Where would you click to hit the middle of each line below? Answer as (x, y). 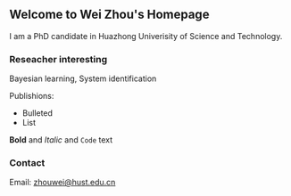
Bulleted (37, 113)
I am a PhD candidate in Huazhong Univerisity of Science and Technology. (146, 36)
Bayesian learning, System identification (83, 78)
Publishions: (32, 96)
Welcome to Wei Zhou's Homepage (109, 15)
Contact (27, 163)
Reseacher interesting (58, 59)
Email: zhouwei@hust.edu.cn (62, 183)
